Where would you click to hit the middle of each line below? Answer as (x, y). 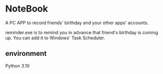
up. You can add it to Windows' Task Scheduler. (55, 38)
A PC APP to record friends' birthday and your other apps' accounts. (77, 23)
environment (26, 54)
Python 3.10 (18, 65)
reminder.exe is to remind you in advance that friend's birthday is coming (82, 32)
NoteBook (27, 9)
